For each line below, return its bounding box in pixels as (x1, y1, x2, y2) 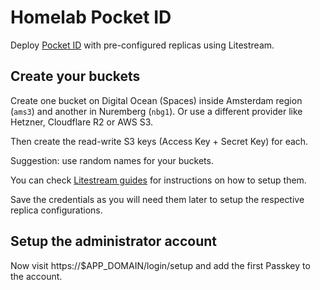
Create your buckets (10, 68, 141, 85)
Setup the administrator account (10, 233, 218, 250)
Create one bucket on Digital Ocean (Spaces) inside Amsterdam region (10, 94, 303, 106)
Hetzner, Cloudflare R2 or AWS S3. (10, 116, 154, 128)
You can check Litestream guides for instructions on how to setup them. (10, 174, 307, 186)
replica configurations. (10, 204, 103, 216)
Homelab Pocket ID (10, 6, 172, 29)
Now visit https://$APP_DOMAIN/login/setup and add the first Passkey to (10, 259, 311, 271)
